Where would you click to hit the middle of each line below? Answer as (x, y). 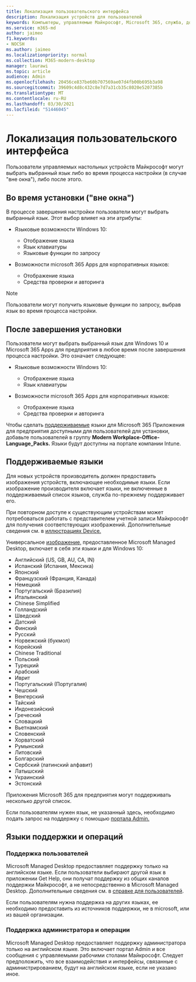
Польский (27, 659)
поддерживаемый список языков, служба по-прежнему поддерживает (95, 494)
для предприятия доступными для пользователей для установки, (88, 431)
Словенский (30, 733)
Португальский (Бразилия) (48, 591)
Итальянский (31, 597)
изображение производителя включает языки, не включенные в (87, 488)
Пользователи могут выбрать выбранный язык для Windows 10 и (87, 343)
